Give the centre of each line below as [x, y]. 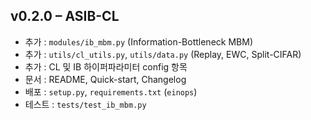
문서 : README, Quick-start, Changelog [105, 79]
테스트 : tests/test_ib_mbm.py [85, 104]
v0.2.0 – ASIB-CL [65, 16]
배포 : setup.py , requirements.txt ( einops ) [111, 91]
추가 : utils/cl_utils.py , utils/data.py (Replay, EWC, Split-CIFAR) [163, 54]
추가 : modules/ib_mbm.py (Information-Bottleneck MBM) [138, 41]
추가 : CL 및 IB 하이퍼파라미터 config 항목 [106, 66]
